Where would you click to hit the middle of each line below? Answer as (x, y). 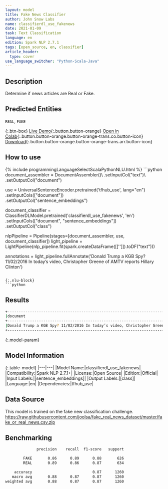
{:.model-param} (22, 340)
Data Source (25, 400)
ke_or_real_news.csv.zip (30, 422)
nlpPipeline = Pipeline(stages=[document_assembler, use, (65, 235)
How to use (23, 158)
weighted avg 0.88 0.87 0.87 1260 (64, 481)
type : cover (22, 56)
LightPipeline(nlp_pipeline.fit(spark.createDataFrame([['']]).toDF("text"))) (80, 247)
